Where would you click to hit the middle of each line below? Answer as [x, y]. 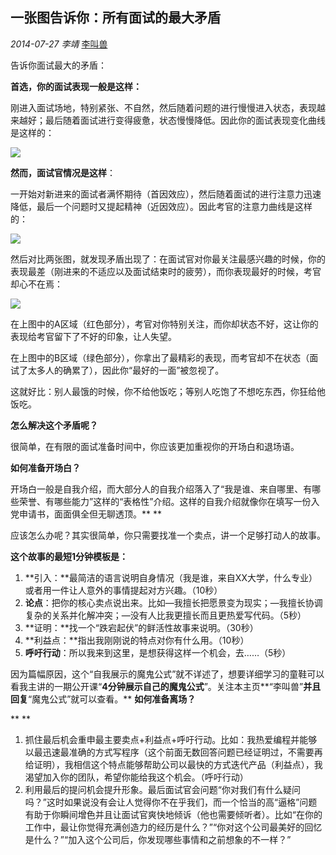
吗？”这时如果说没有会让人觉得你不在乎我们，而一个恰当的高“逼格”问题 [171, 802]
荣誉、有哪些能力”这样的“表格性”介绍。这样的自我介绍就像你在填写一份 [165, 501]
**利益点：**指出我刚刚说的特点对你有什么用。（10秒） [137, 640]
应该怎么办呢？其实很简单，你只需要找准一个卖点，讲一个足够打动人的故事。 [168, 535]
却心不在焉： [36, 284]
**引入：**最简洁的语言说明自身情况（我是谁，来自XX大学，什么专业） [171, 577]
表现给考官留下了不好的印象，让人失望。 [93, 336]
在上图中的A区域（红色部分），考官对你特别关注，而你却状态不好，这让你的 [164, 324]
